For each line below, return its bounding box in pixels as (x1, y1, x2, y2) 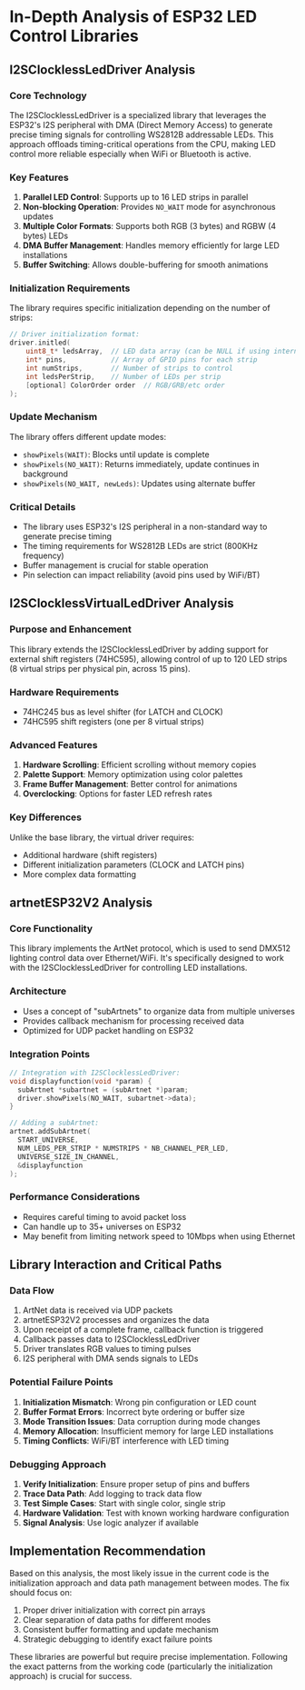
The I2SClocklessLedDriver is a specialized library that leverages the (9, 109, 267, 120)
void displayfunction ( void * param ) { (9, 1076, 152, 1085)
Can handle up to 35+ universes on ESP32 (22, 1221, 182, 1232)
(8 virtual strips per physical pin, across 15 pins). (9, 663, 191, 674)
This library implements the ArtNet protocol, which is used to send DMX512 (9, 943, 290, 954)
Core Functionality (9, 922, 93, 935)
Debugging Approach (9, 1457, 107, 1470)
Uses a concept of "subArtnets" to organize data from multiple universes (22, 1005, 295, 1016)
